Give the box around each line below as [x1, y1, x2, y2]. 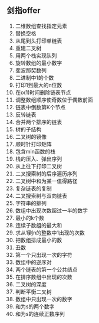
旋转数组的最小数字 [15, 59, 62, 66]
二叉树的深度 [15, 280, 47, 288]
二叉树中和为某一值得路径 [15, 177, 78, 184]
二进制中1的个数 [15, 74, 54, 81]
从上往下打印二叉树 [15, 162, 62, 169]
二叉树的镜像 [15, 133, 47, 140]
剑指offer [6, 5, 41, 16]
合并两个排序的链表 [15, 118, 62, 125]
